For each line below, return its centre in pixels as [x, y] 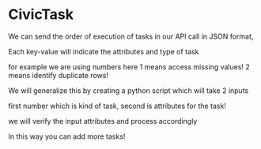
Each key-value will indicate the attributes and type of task [104, 51]
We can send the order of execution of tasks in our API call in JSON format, [131, 36]
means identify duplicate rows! [59, 75]
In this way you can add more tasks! [67, 136]
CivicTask [41, 15]
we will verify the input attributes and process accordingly [103, 121]
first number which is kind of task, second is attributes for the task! [117, 106]
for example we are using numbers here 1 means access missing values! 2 [129, 67]
